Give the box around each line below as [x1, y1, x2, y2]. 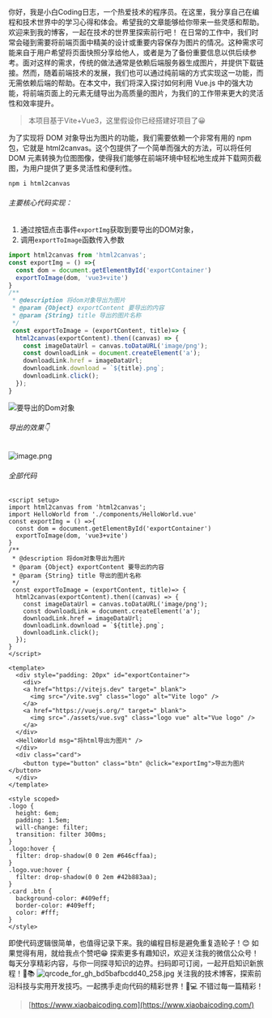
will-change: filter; [15, 823, 89, 832]
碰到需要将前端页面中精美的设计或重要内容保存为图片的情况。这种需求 [22, 37, 257, 47]
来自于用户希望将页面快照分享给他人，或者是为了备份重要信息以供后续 [15, 48, 249, 57]
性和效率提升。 [8, 98, 58, 108]
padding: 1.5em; [15, 817, 70, 825]
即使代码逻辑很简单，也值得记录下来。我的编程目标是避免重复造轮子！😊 [8, 938, 250, 948]
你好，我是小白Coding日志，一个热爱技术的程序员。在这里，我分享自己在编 [8, 7, 260, 16]
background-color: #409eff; [15, 895, 111, 903]
